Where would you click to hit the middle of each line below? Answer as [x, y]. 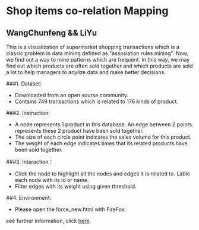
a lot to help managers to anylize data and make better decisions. [86, 72]
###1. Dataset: [24, 84]
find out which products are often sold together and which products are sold [99, 66]
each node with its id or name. [52, 180]
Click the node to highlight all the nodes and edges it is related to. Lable [102, 174]
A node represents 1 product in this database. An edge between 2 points [103, 124]
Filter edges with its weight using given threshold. [75, 186]
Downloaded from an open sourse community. [72, 95]
